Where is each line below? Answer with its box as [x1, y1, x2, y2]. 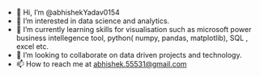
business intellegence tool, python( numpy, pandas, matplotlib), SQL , [15, 33, 249, 43]
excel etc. [15, 42, 49, 51]
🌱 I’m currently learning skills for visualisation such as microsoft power [15, 25, 252, 34]
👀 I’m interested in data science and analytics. [15, 16, 170, 26]
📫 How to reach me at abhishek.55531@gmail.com [15, 59, 188, 68]
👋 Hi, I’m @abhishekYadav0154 [15, 8, 120, 17]
